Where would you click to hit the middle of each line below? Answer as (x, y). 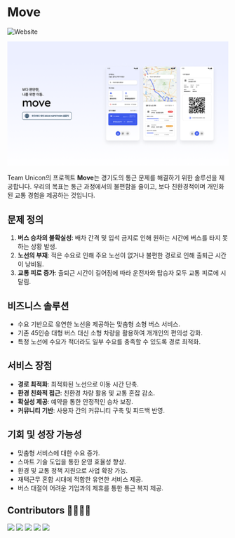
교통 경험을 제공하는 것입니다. (55, 195)
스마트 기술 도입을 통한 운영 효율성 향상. (72, 462)
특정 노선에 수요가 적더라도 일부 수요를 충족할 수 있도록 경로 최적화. (109, 342)
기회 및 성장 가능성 (45, 435)
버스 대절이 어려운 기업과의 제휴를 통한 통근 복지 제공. (90, 487)
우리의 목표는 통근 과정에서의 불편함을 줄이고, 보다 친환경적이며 (119, 187)
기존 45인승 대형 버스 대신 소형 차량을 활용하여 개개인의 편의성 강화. (110, 333)
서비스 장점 (30, 366)
